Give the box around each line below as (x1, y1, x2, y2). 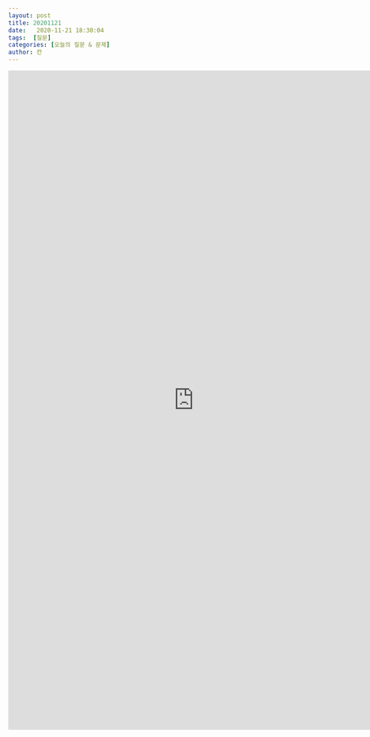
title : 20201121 (8, 19, 62, 27)
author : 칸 (8, 48, 43, 56)
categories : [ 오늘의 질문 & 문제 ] (8, 41, 111, 49)
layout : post (8, 11, 51, 20)
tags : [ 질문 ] (8, 33, 51, 42)
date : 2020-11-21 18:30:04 (8, 26, 104, 34)
